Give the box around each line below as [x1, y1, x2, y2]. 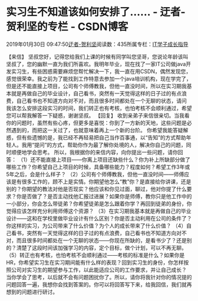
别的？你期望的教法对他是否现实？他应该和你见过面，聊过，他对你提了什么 [6, 185, 187, 192]
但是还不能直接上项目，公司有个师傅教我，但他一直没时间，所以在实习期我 [6, 82, 187, 89]
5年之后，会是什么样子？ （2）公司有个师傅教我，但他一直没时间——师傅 [6, 170, 184, 178]
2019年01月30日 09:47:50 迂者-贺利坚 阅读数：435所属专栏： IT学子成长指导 [6, 41, 189, 48]
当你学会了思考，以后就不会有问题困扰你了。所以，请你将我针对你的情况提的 [6, 273, 192, 280]
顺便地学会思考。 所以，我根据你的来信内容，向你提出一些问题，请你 [11, 148, 178, 156]
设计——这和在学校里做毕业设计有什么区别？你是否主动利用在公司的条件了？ [6, 215, 192, 222]
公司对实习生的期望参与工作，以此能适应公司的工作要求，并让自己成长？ [11, 266, 187, 273]
